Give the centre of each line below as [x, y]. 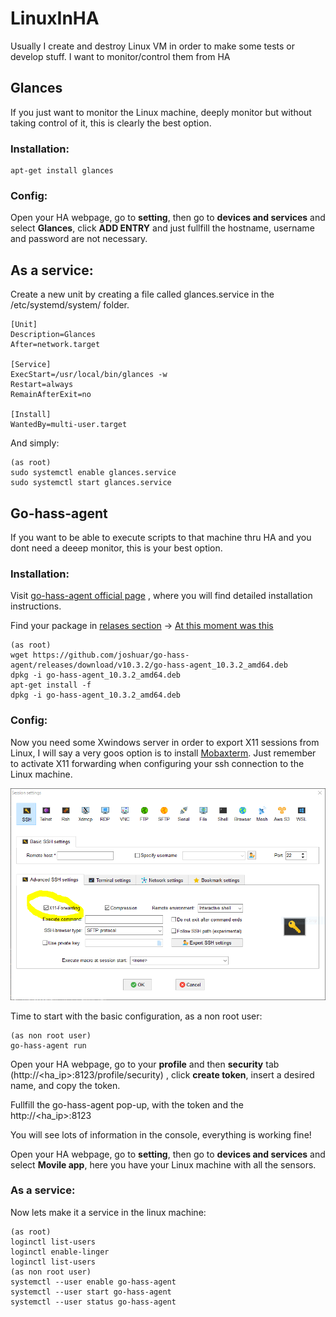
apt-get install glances [62, 171]
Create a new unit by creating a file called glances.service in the [142, 294]
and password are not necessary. [79, 239]
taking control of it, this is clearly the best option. [111, 123]
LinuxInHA [55, 18]
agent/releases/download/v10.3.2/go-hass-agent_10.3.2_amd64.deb [149, 665]
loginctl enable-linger [60, 1252]
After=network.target [55, 345]
